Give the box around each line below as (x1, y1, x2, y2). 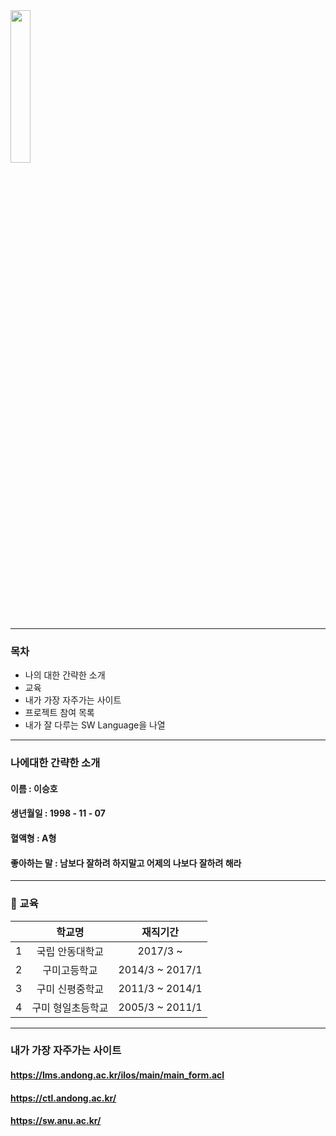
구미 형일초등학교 (31, 1000, 109, 1014)
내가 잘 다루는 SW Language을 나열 (24, 719, 166, 731)
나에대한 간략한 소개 (10, 756, 101, 770)
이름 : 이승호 (10, 782, 58, 794)
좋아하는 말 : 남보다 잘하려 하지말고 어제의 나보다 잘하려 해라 (10, 857, 242, 869)
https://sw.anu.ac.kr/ (10, 1115, 102, 1127)
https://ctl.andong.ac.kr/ (10, 1092, 117, 1104)
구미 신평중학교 (36, 982, 105, 996)
